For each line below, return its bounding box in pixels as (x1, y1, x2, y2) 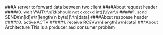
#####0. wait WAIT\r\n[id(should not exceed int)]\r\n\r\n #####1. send (5, 9, 147, 15)
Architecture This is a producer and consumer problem (5, 24, 115, 30)
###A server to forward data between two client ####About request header (5, 4, 158, 10)
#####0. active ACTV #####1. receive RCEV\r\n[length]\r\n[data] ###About (5, 19, 158, 25)
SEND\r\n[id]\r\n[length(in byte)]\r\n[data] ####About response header (5, 14, 148, 20)
